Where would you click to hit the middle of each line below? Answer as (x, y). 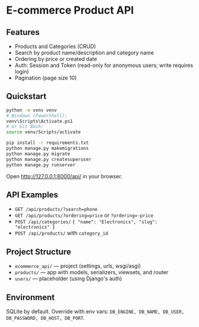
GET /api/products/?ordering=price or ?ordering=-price (84, 215)
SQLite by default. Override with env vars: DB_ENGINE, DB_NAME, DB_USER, (95, 311)
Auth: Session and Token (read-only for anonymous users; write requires (104, 65)
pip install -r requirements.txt (48, 143)
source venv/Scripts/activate (44, 132)
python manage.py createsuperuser (49, 159)
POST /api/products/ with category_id (61, 233)
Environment (31, 297)
